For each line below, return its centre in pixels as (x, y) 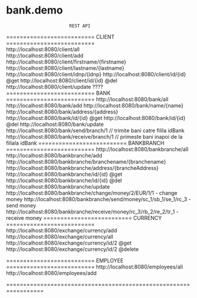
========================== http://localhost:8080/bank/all (87, 99)
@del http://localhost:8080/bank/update (55, 124)
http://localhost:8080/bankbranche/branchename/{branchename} (86, 162)
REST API (80, 26)
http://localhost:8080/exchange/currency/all (60, 236)
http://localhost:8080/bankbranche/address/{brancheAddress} (82, 168)
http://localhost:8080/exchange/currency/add (62, 230)
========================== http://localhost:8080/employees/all (95, 267)
